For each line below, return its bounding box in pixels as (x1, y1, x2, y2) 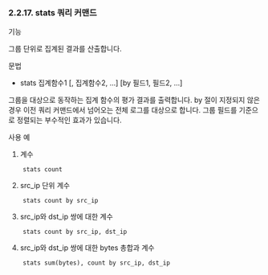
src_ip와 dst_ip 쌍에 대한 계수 (19, 211, 114, 222)
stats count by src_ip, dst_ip (22, 228, 128, 236)
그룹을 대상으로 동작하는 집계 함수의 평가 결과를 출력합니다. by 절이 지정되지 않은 (8, 95, 261, 105)
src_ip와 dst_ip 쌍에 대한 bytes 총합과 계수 (19, 243, 155, 252)
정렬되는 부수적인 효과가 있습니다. (16, 115, 122, 125)
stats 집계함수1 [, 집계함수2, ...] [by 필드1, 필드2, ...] (19, 78, 183, 88)
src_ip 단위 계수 (19, 181, 71, 191)
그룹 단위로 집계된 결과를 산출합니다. (8, 44, 122, 54)
